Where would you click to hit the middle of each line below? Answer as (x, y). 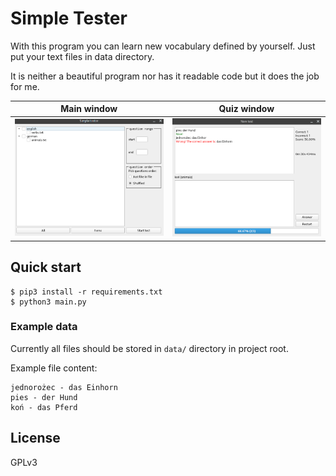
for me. (25, 86)
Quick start (46, 267)
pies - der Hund (44, 397)
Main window (89, 109)
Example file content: (54, 368)
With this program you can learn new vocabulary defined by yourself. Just (163, 46)
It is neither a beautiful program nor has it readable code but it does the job (165, 76)
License (35, 438)
